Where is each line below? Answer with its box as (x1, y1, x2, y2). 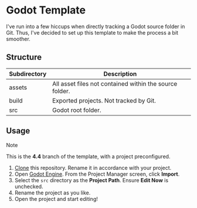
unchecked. (14, 183, 43, 190)
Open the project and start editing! (14, 195, 98, 202)
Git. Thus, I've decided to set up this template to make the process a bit (6, 29, 179, 36)
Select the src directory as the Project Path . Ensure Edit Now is (14, 176, 169, 183)
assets (9, 83, 28, 91)
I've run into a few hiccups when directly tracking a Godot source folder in (6, 23, 185, 30)
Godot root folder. (52, 106, 101, 114)
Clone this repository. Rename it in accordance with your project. (14, 164, 172, 171)
